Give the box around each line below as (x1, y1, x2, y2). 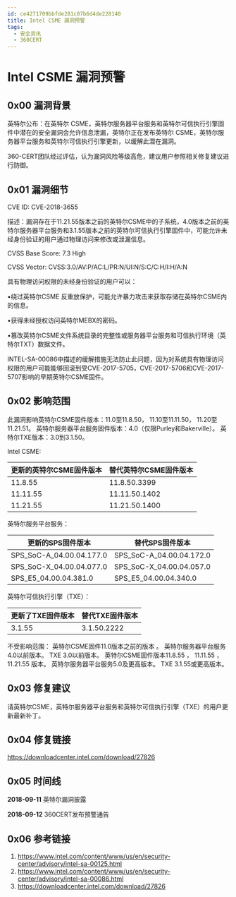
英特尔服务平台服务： (7, 519, 69, 528)
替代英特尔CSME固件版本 (108, 465, 194, 475)
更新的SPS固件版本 (27, 538, 92, 548)
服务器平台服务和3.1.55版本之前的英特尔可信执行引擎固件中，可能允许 (19, 226, 222, 234)
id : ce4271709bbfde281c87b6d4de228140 (7, 10, 121, 18)
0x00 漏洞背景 (7, 100, 71, 112)
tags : (7, 23, 23, 30)
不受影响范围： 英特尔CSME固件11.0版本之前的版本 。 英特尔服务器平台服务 (7, 642, 226, 650)
